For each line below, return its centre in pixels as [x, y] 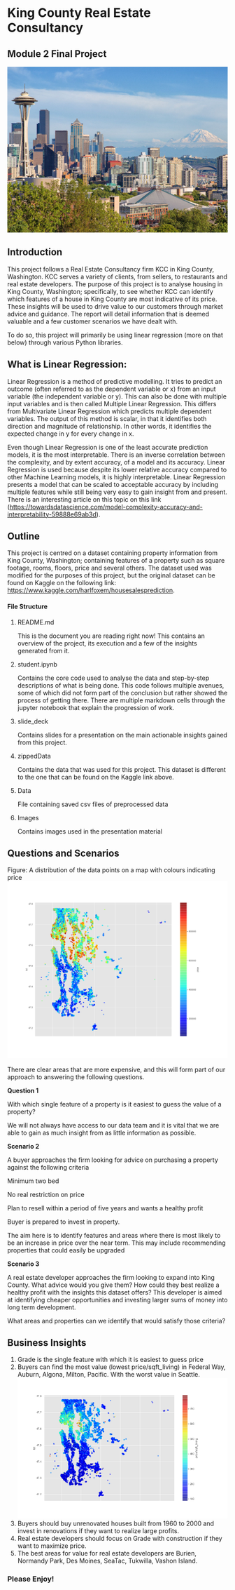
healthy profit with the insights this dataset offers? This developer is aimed [115, 1292]
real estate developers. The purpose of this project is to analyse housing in [115, 284]
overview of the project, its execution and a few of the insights [107, 643]
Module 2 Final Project [57, 54]
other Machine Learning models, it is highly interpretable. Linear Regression [116, 477]
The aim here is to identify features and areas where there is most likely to [114, 1235]
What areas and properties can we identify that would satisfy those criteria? [116, 1321]
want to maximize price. [52, 1546]
